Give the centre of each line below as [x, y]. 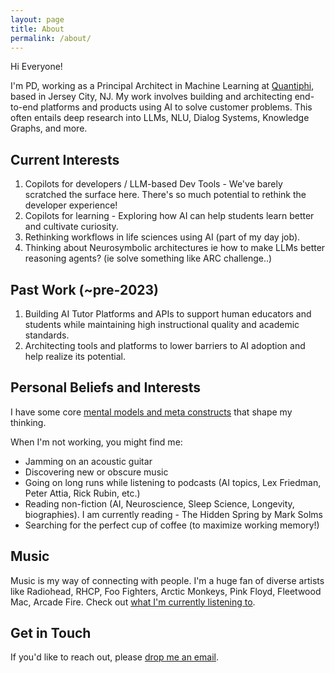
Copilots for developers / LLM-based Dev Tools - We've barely [153, 184]
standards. [47, 335]
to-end [24, 107]
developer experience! [71, 205]
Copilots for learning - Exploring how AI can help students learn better [169, 216]
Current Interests [65, 159]
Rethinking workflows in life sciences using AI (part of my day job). [162, 237]
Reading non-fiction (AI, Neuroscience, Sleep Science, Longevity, [159, 503]
